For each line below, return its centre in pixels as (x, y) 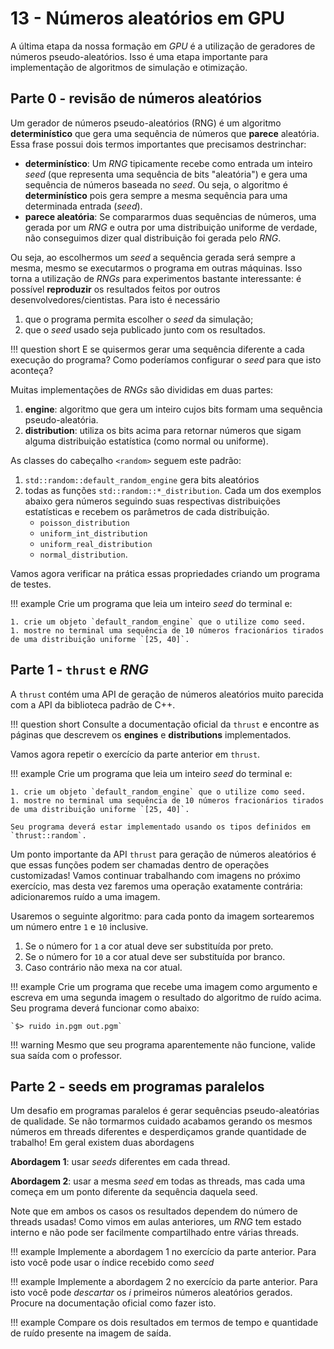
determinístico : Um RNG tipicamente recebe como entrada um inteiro (168, 163)
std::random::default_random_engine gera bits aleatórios (142, 479)
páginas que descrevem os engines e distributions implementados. (151, 734)
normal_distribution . (83, 554)
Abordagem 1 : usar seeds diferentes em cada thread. (120, 1162)
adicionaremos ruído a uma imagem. (85, 896)
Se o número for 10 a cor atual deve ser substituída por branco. (155, 956)
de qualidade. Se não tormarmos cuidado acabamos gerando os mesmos (161, 1121)
